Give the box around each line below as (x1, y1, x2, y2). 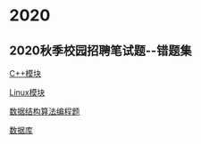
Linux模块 (9, 87, 46, 98)
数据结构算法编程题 (9, 106, 80, 116)
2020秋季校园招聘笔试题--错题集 (9, 43, 192, 58)
